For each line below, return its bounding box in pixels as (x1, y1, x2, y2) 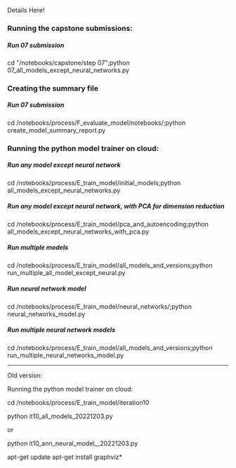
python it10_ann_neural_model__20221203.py (7, 439, 138, 448)
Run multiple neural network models (7, 326, 116, 334)
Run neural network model (7, 284, 86, 293)
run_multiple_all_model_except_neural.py (7, 268, 126, 276)
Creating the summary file (7, 83, 99, 93)
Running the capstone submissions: (7, 23, 133, 33)
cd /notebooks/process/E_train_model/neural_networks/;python (7, 302, 192, 311)
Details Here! (7, 6, 45, 14)
